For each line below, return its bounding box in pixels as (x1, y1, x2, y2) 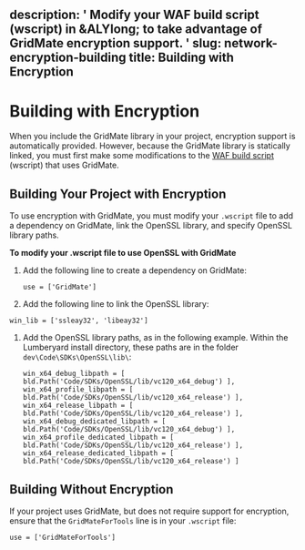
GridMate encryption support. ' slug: (9, 36, 222, 51)
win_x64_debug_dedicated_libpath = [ (22, 417, 167, 426)
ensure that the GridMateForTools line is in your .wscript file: (9, 514, 237, 526)
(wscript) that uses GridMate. (9, 159, 120, 171)
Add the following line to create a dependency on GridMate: (22, 265, 248, 276)
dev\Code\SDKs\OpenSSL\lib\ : (22, 351, 132, 362)
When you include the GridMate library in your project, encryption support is (9, 131, 296, 142)
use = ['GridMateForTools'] (9, 533, 117, 542)
